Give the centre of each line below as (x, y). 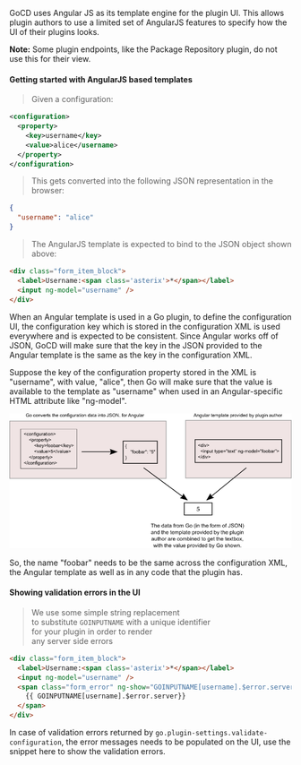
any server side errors (72, 640)
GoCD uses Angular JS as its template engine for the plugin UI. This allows (147, 13)
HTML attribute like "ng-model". (68, 400)
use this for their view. (50, 59)
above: (44, 254)
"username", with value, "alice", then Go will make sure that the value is (141, 382)
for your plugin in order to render (92, 632)
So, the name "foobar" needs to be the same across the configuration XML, (149, 563)
